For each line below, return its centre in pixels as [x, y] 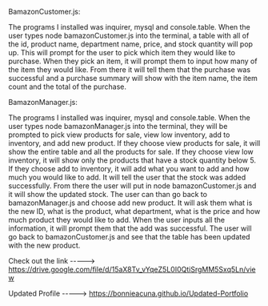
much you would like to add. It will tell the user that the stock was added [127, 177]
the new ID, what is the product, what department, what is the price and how [134, 211]
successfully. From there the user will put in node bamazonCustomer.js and [132, 186]
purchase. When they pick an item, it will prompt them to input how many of [133, 61]
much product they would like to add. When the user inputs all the [117, 220]
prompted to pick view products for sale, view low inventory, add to [119, 135]
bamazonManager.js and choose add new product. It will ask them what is [130, 203]
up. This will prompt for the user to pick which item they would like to [122, 52]
